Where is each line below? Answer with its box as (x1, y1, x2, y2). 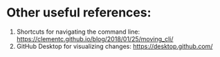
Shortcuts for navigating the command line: (16, 27, 140, 36)
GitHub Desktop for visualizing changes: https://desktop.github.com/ (16, 42, 213, 50)
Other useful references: (6, 5, 152, 21)
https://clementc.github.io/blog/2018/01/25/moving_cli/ (16, 34, 174, 43)
